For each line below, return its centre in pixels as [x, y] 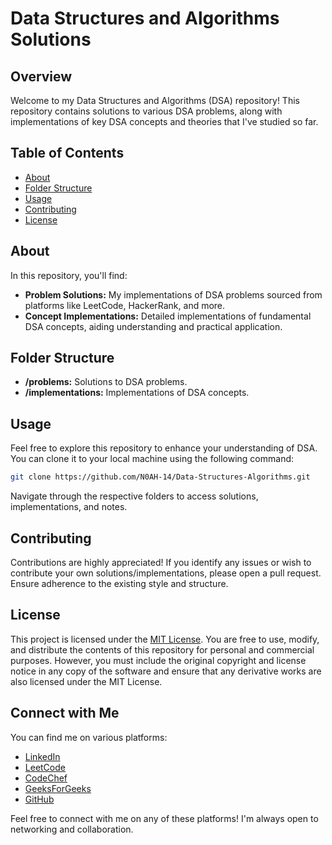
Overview [41, 76]
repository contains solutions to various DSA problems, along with [146, 111]
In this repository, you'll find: [69, 275]
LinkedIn [42, 756]
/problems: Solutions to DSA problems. [106, 382]
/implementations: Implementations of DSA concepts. [137, 393]
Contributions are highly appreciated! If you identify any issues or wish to [161, 562]
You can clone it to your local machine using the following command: [152, 459]
